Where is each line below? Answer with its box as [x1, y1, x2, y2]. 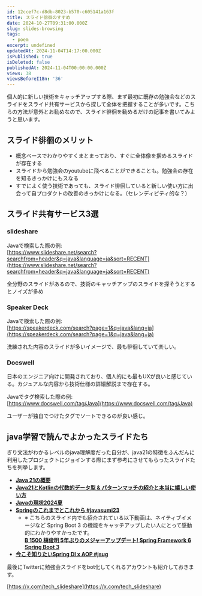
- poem [12, 37, 29, 43]
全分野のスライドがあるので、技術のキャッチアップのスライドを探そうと [7, 280, 185, 287]
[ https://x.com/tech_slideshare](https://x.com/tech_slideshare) [7, 583, 161, 590]
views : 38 [7, 70, 32, 76]
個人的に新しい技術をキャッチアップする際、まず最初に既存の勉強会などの [7, 93, 191, 100]
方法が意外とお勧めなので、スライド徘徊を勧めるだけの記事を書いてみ [17, 108, 191, 115]
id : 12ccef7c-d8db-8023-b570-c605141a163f [7, 8, 114, 15]
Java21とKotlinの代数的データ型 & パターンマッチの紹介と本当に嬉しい [15, 484, 191, 491]
